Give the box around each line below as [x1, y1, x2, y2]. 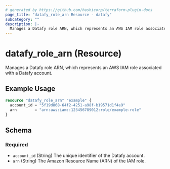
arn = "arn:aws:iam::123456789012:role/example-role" [10, 107, 142, 112]
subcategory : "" [5, 17, 39, 22]
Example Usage [5, 84, 56, 93]
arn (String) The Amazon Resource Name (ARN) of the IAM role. [12, 158, 146, 164]
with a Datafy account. [5, 70, 53, 76]
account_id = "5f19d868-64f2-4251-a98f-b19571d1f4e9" [10, 102, 125, 107]
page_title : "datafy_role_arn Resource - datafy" [5, 12, 112, 17]
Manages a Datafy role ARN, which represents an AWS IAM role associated [5, 65, 162, 71]
